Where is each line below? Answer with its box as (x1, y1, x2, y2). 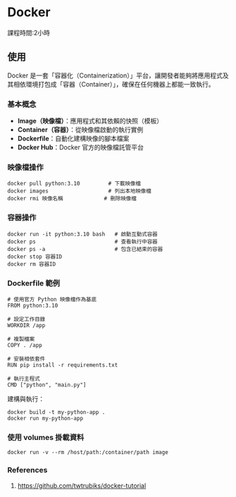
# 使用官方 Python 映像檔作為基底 (7, 295, 97, 303)
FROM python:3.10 (7, 302, 58, 309)
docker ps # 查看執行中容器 (7, 238, 158, 245)
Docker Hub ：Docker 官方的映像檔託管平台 (17, 143, 144, 152)
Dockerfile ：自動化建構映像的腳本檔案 (17, 135, 130, 143)
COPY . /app (7, 341, 42, 349)
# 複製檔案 (7, 336, 35, 343)
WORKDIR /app (7, 321, 46, 329)
